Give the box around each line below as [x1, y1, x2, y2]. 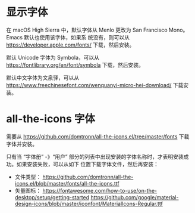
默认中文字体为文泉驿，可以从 [6, 74, 79, 81]
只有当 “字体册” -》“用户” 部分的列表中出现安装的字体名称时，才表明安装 [6, 153, 184, 160]
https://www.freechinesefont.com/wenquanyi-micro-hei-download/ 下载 [6, 81, 184, 88]
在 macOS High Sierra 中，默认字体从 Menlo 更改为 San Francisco [6, 26, 168, 33]
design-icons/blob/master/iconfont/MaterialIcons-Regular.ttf [14, 200, 163, 207]
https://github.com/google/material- [90, 193, 179, 200]
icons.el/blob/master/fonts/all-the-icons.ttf [14, 180, 120, 187]
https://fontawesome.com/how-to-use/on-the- [42, 187, 158, 194]
